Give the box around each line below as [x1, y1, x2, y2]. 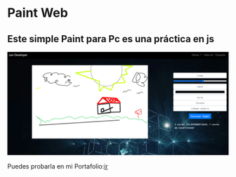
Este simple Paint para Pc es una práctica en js [7, 33, 215, 45]
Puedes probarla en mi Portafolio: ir [7, 162, 108, 171]
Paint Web [7, 5, 68, 21]
